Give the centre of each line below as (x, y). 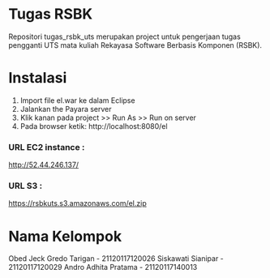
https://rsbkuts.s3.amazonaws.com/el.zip (78, 203)
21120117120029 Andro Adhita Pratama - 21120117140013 (103, 267)
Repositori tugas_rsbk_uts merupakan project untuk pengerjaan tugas (124, 36)
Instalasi (38, 78)
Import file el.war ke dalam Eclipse (77, 100)
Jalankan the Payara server (66, 109)
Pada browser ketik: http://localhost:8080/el (94, 126)
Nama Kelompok (65, 236)
